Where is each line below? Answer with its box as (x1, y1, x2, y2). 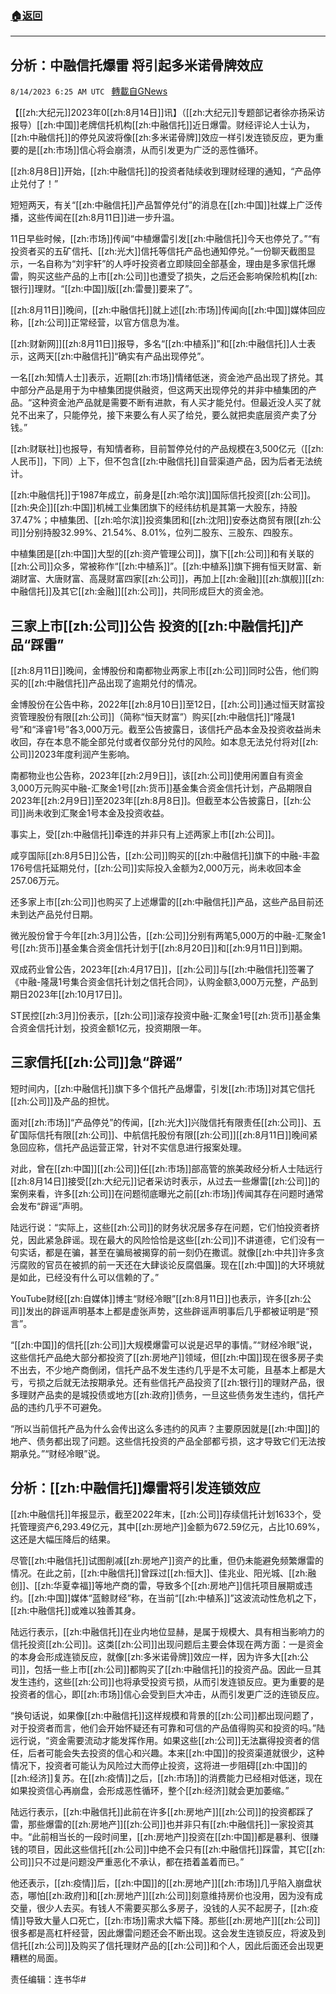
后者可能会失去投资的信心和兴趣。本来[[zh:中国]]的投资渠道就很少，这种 (27, 1747, 325, 1759)
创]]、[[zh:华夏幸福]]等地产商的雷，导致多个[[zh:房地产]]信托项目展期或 (10, 1579, 305, 1591)
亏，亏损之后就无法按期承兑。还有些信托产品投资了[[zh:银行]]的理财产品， (10, 1376, 317, 1388)
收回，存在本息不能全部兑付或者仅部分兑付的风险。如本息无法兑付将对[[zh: (10, 735, 319, 747)
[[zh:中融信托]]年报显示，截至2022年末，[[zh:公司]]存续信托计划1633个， (10, 1508, 313, 1520)
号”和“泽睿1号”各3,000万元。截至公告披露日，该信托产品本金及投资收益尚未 (10, 723, 322, 735)
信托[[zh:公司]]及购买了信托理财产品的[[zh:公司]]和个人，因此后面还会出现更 (10, 1939, 324, 1951)
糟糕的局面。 (10, 1952, 63, 1964)
